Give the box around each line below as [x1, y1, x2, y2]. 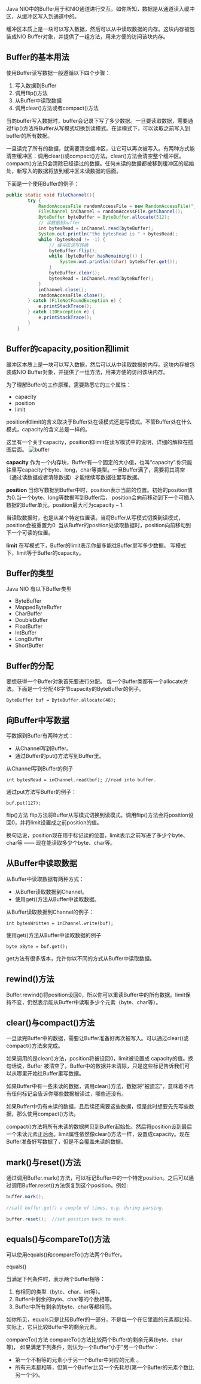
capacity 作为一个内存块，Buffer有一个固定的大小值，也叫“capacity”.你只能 [6, 458, 193, 466]
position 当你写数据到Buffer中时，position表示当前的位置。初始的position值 [6, 486, 193, 493]
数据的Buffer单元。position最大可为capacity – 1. [6, 501, 124, 508]
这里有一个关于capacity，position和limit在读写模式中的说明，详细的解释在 [6, 438, 188, 445]
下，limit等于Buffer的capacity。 [6, 549, 84, 556]
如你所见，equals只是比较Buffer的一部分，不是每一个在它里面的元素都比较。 [6, 1316, 195, 1323]
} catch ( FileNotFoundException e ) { [28, 298, 121, 304]
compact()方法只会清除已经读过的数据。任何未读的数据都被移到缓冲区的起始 [6, 159, 194, 167]
